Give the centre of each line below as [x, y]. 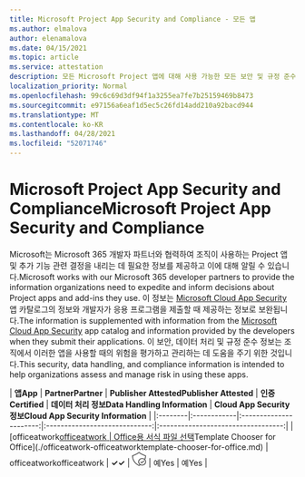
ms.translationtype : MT [54, 115]
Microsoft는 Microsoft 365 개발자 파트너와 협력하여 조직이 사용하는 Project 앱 [149, 254]
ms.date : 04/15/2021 [49, 48]
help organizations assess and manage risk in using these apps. [129, 374]
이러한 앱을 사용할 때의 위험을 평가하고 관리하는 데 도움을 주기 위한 [151, 353]
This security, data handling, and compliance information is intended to [152, 364]
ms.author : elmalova [49, 29]
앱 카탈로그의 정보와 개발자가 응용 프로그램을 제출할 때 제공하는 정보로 [133, 309]
